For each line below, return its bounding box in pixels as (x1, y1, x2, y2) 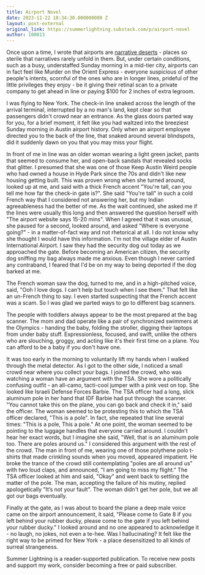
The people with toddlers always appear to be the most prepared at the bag (6, 311, 197, 319)
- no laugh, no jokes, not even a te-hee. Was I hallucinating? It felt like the (6, 530, 192, 538)
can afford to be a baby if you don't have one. (6, 344, 122, 351)
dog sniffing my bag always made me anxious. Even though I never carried (6, 255, 195, 262)
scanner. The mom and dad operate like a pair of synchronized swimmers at (6, 318, 198, 325)
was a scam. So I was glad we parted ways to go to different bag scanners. (6, 299, 196, 307)
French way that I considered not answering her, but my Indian (6, 196, 164, 204)
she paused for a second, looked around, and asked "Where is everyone (6, 222, 189, 230)
